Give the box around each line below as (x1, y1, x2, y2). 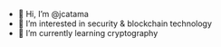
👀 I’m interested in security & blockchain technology (17, 18, 213, 29)
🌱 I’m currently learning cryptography (17, 28, 159, 38)
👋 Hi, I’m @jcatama (17, 9, 89, 19)
